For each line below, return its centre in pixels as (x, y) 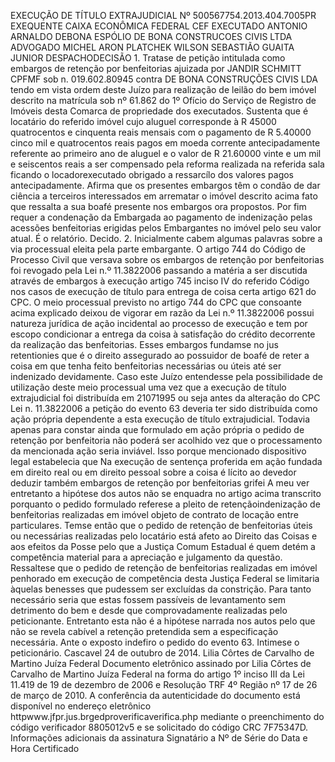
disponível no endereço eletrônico (81, 706)
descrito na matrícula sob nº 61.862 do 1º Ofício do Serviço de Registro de (163, 100)
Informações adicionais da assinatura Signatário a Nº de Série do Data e (159, 738)
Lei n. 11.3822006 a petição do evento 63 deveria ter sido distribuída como (164, 408)
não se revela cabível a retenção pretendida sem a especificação (144, 631)
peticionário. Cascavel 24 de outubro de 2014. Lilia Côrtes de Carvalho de (162, 653)
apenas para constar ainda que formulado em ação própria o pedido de (157, 429)
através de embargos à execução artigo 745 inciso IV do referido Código (160, 281)
